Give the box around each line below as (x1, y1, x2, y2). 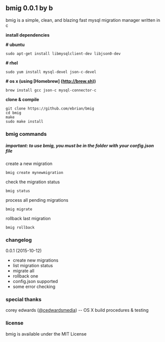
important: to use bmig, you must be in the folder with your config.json (5, 143, 154, 149)
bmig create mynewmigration (5, 170, 64, 175)
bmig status (5, 188, 30, 193)
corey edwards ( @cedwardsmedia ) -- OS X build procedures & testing (5, 307, 149, 313)
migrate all (12, 268, 35, 274)
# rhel (5, 59, 18, 66)
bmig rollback (5, 225, 35, 230)
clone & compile (5, 96, 40, 102)
